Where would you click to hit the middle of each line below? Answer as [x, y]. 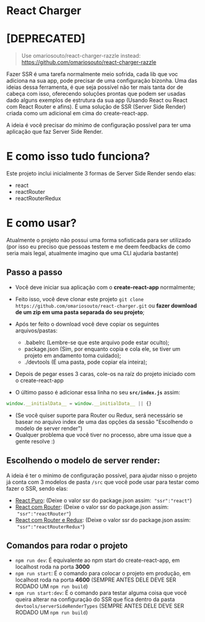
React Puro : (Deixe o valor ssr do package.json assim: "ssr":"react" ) [103, 500]
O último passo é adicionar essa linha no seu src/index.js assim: [98, 392]
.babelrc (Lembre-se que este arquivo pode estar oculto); [97, 342]
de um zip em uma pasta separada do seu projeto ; [80, 312]
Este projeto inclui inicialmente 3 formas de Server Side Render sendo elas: [101, 174]
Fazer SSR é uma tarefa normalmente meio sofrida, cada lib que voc [92, 74]
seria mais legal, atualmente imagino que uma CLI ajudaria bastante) [92, 253]
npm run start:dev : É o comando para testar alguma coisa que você [101, 593]
